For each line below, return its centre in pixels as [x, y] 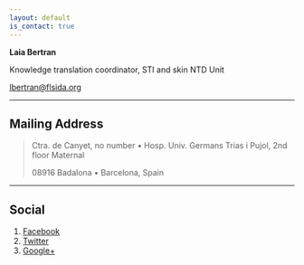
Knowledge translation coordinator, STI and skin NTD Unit [117, 70]
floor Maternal [58, 156]
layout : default [40, 18]
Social [27, 209]
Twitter [36, 241]
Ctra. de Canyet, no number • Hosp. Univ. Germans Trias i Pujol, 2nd [159, 146]
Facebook [41, 232]
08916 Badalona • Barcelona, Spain [98, 173]
